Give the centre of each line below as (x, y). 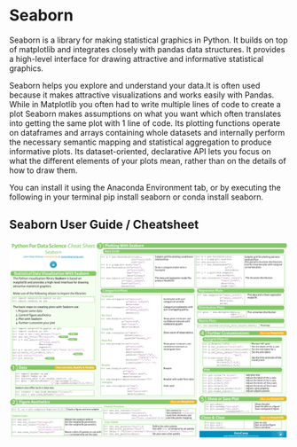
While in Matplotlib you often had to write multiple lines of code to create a (145, 104)
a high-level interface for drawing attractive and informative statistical (137, 59)
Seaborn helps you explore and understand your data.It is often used (135, 85)
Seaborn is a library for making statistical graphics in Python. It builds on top (148, 40)
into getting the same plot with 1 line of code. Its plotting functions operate (145, 123)
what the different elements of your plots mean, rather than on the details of (148, 161)
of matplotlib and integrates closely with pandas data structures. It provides (147, 49)
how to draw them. (43, 170)
